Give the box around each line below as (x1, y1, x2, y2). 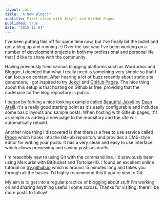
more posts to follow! (5, 190, 48, 196)
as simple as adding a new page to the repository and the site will (5, 115, 137, 120)
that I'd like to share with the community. (5, 54, 87, 60)
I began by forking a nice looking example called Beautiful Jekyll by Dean (5, 99, 152, 105)
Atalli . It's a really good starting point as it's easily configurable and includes (5, 104, 159, 110)
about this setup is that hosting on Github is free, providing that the (5, 84, 140, 90)
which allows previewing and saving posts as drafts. (5, 145, 110, 151)
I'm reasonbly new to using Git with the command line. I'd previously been (5, 154, 154, 160)
